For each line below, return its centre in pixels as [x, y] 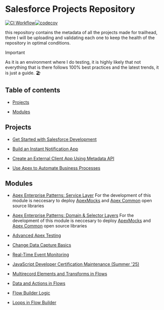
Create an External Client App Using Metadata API [63, 158]
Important [15, 52]
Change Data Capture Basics [42, 245]
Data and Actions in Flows [39, 283]
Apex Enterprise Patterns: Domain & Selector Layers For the [73, 216]
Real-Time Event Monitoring [41, 255]
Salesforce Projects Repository [70, 9]
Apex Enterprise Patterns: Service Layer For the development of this [82, 195]
